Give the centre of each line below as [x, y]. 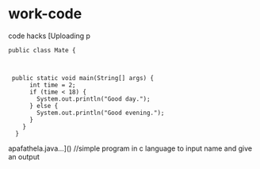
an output [24, 156]
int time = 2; [53, 85]
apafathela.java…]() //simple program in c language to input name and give [130, 148]
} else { [44, 106]
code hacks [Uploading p [50, 36]
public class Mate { [42, 50]
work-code [45, 14]
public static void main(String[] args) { [83, 78]
